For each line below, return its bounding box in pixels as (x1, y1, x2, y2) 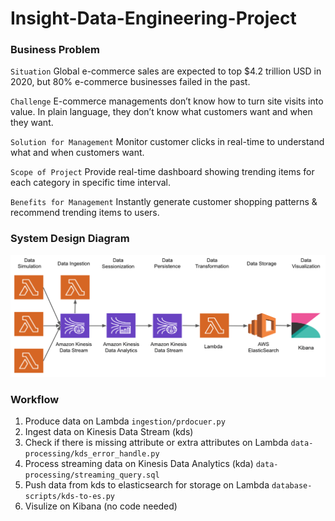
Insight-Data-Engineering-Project (10, 7, 297, 30)
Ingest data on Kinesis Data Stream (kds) (24, 426, 194, 438)
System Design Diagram (10, 232, 130, 246)
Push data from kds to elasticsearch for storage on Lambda (24, 479, 270, 491)
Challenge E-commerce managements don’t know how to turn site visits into (10, 95, 324, 107)
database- (271, 481, 313, 491)
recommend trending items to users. (10, 207, 160, 219)
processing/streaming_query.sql (24, 470, 160, 481)
